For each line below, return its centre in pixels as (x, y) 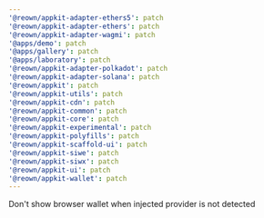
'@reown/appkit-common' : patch (68, 111)
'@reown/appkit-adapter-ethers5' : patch (86, 18)
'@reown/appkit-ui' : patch (60, 170)
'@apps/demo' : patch (48, 43)
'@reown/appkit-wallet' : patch (68, 178)
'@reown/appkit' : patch (54, 85)
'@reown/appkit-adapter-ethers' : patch (84, 26)
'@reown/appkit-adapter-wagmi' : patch (82, 35)
